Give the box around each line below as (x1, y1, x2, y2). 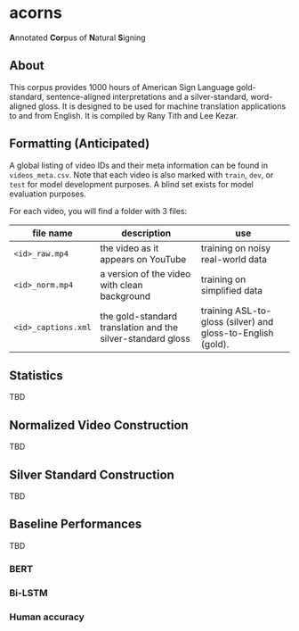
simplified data (200, 284, 263, 296)
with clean (100, 278, 144, 291)
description (121, 227, 172, 239)
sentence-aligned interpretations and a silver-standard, (45, 91, 249, 102)
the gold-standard (100, 310, 178, 322)
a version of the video (100, 267, 191, 279)
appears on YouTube (100, 253, 187, 265)
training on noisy (200, 242, 271, 254)
